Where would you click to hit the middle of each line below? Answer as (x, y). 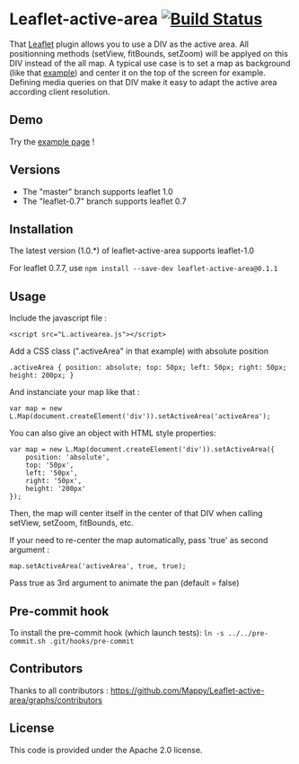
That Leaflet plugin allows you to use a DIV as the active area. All (129, 44)
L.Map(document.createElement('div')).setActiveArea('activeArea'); (140, 417)
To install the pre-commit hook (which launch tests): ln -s (117, 632)
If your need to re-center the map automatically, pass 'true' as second (139, 540)
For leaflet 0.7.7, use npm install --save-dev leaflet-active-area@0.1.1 (144, 268)
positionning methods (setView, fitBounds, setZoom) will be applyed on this (149, 53)
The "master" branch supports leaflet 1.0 (97, 191)
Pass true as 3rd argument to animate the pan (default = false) (124, 583)
